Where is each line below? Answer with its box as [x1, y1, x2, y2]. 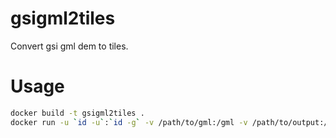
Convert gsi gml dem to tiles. [10, 40, 129, 52]
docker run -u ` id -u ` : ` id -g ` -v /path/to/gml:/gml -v [10, 117, 248, 127]
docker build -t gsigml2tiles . [10, 108, 145, 118]
